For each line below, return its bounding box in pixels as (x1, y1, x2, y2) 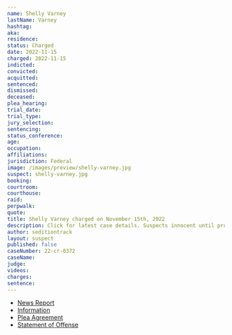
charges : (7, 274, 32, 280)
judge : (7, 260, 26, 267)
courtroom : (7, 184, 39, 191)
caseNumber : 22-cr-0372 (7, 248, 76, 255)
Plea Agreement (17, 314, 64, 322)
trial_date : (7, 106, 41, 113)
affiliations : (7, 151, 48, 159)
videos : (7, 267, 30, 274)
